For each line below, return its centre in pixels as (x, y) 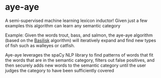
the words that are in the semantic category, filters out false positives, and (80, 60)
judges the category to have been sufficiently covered (59, 70)
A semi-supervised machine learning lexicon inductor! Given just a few (76, 20)
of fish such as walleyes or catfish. (40, 45)
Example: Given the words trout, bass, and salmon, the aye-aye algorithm (79, 35)
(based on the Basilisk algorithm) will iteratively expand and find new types (81, 40)
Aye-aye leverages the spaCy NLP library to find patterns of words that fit (79, 55)
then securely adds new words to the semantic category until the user (76, 65)
